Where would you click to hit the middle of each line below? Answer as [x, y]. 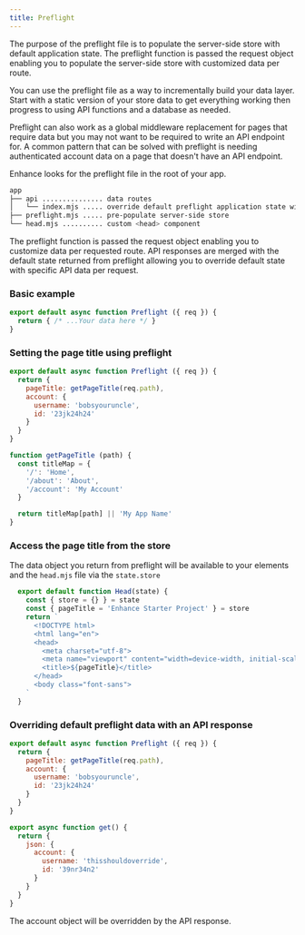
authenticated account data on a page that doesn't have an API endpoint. [146, 156]
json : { [40, 844]
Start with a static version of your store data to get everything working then [150, 100]
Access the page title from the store [90, 546]
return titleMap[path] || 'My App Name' [95, 514]
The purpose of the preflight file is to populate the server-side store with [145, 44]
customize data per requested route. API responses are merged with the [144, 251]
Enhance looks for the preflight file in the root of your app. [118, 173]
